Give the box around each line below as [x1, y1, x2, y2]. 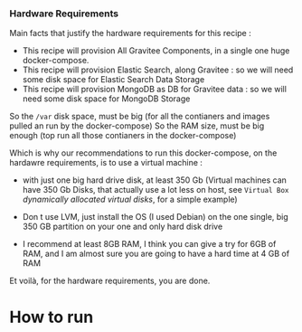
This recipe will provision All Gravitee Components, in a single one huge [22, 45, 290, 56]
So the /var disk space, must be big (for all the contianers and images [9, 111, 270, 122]
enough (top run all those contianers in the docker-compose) [9, 130, 237, 141]
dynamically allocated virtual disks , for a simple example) [22, 194, 238, 205]
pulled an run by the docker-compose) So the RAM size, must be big [9, 120, 265, 131]
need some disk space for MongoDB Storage [22, 93, 191, 104]
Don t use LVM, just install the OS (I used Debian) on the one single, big [22, 212, 289, 223]
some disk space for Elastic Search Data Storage [22, 74, 205, 85]
